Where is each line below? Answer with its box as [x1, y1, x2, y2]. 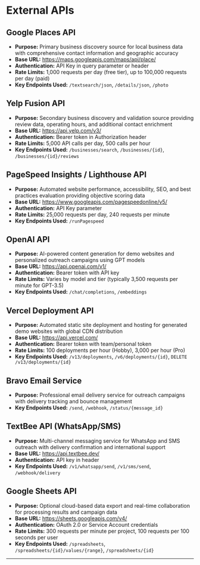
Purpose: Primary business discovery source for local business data [14, 43, 183, 50]
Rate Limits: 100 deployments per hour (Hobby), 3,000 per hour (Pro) [14, 347, 186, 354]
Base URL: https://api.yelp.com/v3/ [14, 126, 102, 134]
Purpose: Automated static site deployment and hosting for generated [14, 322, 187, 329]
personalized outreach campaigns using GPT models [14, 257, 145, 264]
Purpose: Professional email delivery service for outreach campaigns [14, 391, 186, 399]
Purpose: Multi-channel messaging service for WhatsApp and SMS [14, 437, 180, 444]
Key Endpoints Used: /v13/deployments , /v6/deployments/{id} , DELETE [14, 353, 187, 360]
